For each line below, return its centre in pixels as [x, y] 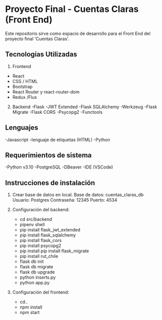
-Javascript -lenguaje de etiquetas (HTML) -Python [58, 140]
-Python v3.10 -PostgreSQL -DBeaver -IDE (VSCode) [59, 167]
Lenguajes [22, 128]
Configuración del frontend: [41, 292]
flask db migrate [37, 267]
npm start [30, 313]
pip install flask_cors [41, 240]
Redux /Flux [25, 97]
